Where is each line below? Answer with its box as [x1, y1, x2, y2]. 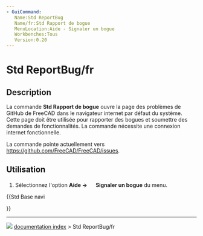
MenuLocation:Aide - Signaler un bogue [14, 25, 115, 32]
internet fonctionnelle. [6, 129, 62, 136]
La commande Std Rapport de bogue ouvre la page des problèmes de [6, 103, 181, 110]
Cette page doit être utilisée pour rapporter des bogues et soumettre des [6, 116, 188, 123]
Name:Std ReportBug [14, 15, 63, 21]
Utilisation [6, 165, 46, 175]
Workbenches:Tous [14, 31, 59, 38]
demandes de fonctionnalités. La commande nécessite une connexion [6, 122, 181, 129]
